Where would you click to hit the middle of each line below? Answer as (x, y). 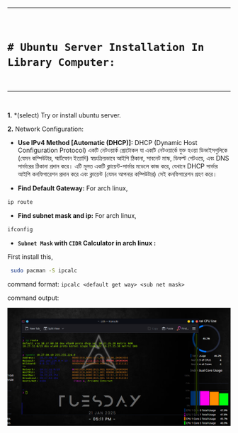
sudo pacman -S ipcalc (44, 270)
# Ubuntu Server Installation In (106, 48)
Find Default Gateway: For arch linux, (73, 188)
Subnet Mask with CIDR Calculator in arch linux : (87, 243)
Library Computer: (61, 63)
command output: (33, 298)
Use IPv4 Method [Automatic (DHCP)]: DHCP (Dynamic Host (107, 142)
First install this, (30, 256)
